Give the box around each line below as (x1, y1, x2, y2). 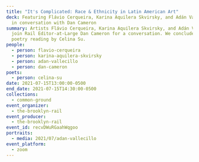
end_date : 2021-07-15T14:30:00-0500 (6, 86, 97, 92)
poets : (6, 69, 23, 75)
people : (6, 42, 25, 48)
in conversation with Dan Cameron (11, 20, 97, 26)
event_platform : (6, 141, 46, 147)
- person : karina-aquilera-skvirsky (11, 53, 102, 59)
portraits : (6, 130, 33, 136)
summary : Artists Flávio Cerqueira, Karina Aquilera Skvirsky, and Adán (6, 25, 190, 31)
